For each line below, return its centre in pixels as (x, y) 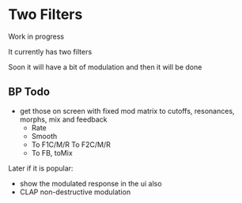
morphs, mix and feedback (63, 119)
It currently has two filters (50, 51)
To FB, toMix (52, 152)
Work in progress (36, 36)
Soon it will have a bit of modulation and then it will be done (105, 67)
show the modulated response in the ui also (91, 183)
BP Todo (29, 92)
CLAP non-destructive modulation (75, 192)
